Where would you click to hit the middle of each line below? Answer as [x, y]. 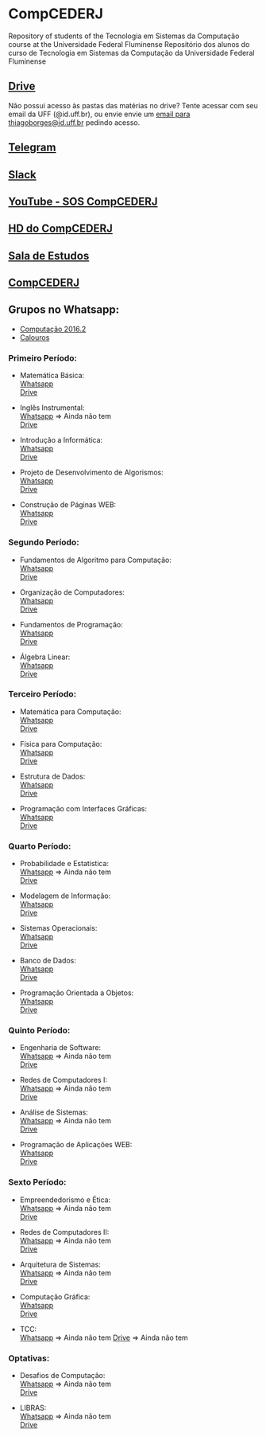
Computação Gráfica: [55, 1296]
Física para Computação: [61, 744]
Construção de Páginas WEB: [68, 505]
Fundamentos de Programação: [71, 624]
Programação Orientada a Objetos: [77, 993]
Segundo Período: [44, 542]
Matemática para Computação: [70, 711]
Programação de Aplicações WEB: [76, 1145]
